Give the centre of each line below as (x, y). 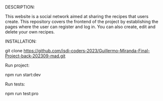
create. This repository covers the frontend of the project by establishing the (82, 22)
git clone (14, 51)
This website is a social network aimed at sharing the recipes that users (77, 16)
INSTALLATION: (21, 41)
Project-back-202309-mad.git (35, 56)
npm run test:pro (22, 93)
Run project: (17, 65)
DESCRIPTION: (20, 7)
